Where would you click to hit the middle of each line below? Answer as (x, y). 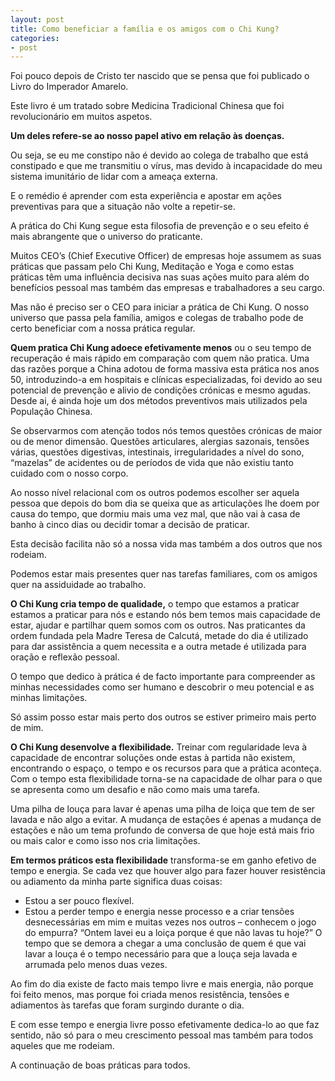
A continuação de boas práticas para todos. (100, 1065)
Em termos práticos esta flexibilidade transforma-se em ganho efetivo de (163, 860)
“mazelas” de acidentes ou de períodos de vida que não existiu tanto (152, 463)
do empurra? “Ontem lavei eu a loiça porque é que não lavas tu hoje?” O (173, 933)
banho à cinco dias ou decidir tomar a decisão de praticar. (130, 525)
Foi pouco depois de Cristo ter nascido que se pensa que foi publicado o (160, 76)
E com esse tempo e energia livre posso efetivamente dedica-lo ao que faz (165, 1025)
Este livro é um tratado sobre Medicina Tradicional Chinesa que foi (147, 106)
